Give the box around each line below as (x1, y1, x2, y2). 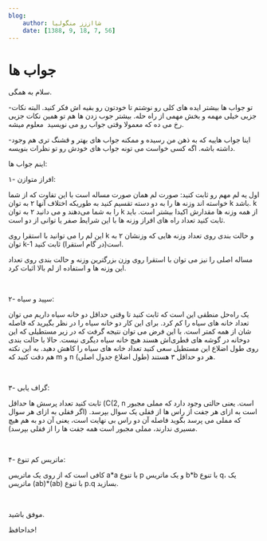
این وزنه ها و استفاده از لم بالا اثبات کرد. (8, 263, 127, 273)
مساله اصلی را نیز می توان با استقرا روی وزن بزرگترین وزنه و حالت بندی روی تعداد (8, 255, 253, 264)
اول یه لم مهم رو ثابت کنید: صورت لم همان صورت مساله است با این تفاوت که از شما (8, 190, 260, 199)
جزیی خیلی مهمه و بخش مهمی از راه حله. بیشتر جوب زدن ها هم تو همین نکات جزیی (8, 111, 257, 120)
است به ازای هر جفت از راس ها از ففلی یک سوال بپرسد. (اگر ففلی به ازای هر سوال (8, 407, 257, 417)
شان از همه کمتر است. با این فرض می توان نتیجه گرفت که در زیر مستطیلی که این (8, 326, 252, 336)
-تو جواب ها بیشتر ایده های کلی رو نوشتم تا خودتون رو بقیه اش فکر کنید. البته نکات (8, 103, 253, 113)
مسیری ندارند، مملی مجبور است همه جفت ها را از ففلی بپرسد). (8, 424, 198, 433)
